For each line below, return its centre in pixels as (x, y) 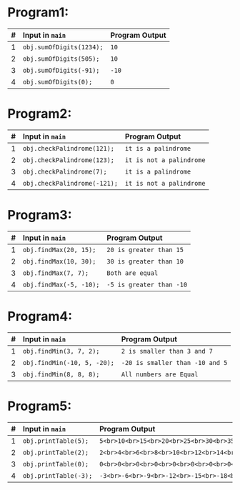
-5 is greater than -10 (147, 284)
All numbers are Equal (160, 374)
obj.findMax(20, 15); (59, 250)
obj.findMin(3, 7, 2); (61, 351)
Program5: (40, 406)
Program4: (40, 316)
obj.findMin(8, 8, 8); (61, 374)
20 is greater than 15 (145, 250)
